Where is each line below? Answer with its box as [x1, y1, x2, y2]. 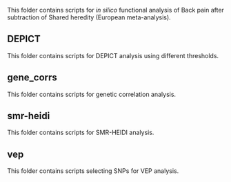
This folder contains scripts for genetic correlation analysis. [7, 90, 177, 98]
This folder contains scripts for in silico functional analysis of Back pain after [7, 6, 224, 14]
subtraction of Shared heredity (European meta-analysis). [7, 13, 171, 21]
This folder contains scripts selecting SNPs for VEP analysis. [7, 167, 179, 175]
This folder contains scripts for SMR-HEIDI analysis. [7, 128, 154, 137]
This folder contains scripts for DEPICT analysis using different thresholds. [7, 51, 219, 60]
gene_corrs [7, 72, 57, 84]
